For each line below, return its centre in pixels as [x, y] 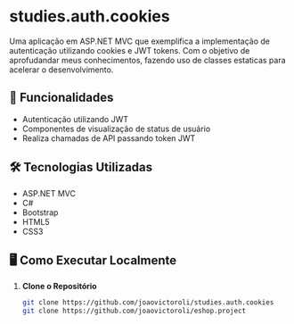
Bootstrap [40, 212]
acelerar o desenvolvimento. [61, 70]
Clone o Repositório [59, 287]
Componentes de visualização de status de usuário [116, 129]
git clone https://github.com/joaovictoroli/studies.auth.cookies [148, 303]
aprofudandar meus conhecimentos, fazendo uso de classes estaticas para [148, 60]
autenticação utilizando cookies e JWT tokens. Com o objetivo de [130, 50]
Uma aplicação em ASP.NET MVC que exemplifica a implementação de [139, 41]
